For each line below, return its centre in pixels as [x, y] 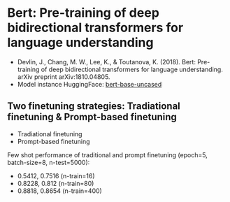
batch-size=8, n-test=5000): [49, 162]
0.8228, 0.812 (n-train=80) [56, 183]
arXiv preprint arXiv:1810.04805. [64, 77]
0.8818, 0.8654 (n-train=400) [60, 191]
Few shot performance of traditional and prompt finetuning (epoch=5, [107, 154]
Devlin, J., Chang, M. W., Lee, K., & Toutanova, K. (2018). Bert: [106, 62]
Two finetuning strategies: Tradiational [94, 106]
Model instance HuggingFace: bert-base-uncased [89, 84]
